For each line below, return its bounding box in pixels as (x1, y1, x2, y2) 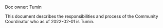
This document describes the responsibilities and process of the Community (5, 14, 159, 19)
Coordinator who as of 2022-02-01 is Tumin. (5, 19, 95, 24)
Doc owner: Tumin (5, 4, 42, 10)
